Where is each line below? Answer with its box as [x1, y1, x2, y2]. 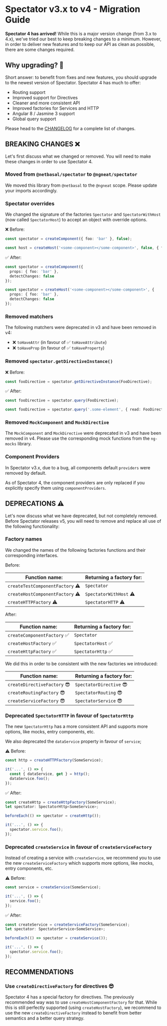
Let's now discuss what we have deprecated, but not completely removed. [5, 513, 158, 519]
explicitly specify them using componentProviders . [5, 485, 106, 491]
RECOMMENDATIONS [5, 968, 74, 977]
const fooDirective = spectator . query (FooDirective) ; [5, 398, 119, 403]
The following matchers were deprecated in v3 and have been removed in [5, 325, 157, 331]
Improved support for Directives [12, 94, 78, 100]
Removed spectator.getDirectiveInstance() [5, 358, 113, 365]
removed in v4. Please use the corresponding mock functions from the [5, 435, 150, 441]
